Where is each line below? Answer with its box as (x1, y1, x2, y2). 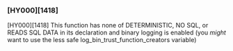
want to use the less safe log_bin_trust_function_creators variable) (7, 36, 197, 44)
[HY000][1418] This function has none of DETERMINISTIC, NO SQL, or (7, 21, 209, 30)
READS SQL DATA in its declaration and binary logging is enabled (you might (7, 28, 226, 37)
